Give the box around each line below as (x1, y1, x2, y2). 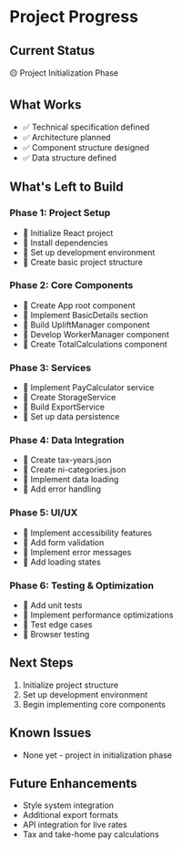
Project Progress (9, 6, 139, 27)
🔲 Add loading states (22, 556, 102, 567)
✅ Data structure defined (22, 152, 116, 163)
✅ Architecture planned (22, 131, 111, 142)
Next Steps (9, 655, 74, 671)
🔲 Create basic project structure (22, 256, 143, 267)
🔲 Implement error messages (22, 546, 132, 557)
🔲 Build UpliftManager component (22, 319, 150, 330)
